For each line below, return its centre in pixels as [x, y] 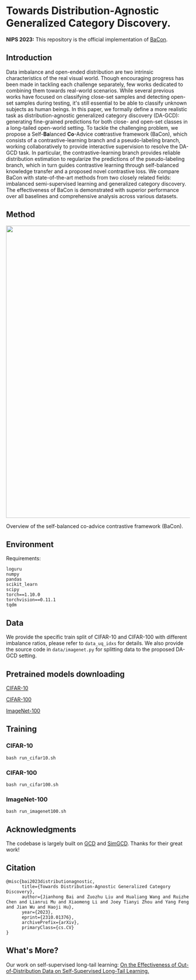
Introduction [29, 58]
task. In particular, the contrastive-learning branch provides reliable [99, 153]
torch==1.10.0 [23, 595]
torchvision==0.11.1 [31, 600]
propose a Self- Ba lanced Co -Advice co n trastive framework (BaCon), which [97, 134]
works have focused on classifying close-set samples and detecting [88, 96]
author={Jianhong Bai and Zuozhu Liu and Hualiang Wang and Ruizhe [105, 897]
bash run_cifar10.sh [31, 758]
